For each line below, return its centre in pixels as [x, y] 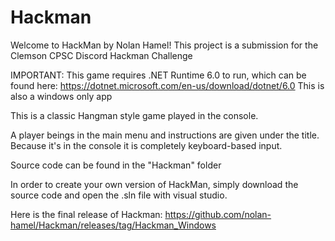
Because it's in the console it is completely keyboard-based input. [146, 145]
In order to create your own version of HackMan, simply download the [154, 184]
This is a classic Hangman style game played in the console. [134, 115]
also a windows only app [61, 96]
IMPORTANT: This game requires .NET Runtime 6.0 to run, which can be [158, 75]
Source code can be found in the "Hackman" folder [116, 165]
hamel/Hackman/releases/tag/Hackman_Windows [113, 225]
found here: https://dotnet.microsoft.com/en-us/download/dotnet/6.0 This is [167, 85]
